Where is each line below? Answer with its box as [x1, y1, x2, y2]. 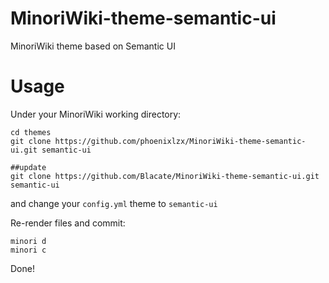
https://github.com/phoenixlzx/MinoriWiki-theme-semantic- [54, 136, 307, 146]
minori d [10, 236, 47, 246]
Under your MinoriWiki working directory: [10, 108, 182, 120]
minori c [10, 245, 47, 255]
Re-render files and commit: [10, 217, 126, 229]
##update [10, 162, 47, 172]
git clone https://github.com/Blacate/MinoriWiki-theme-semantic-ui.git [10, 171, 320, 181]
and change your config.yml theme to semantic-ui [10, 197, 218, 209]
